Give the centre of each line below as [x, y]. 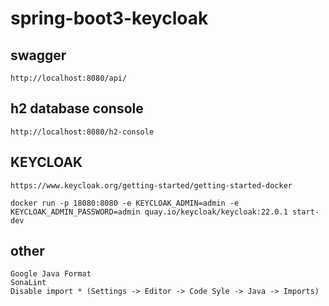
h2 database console [77, 108]
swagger [38, 55]
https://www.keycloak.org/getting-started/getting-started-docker [151, 185]
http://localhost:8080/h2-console [82, 132]
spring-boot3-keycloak [109, 18]
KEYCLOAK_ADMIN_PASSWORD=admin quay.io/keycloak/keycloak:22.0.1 [149, 212]
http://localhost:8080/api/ [69, 78]
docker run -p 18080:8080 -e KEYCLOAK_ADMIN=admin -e [125, 203]
